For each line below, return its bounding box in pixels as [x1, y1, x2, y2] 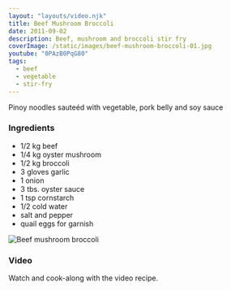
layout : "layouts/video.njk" [8, 11, 107, 20]
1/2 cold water [19, 201, 68, 211]
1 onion [19, 176, 45, 185]
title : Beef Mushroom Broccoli [8, 20, 114, 28]
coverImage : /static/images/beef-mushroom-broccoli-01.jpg [8, 42, 212, 50]
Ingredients [8, 123, 55, 134]
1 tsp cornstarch [19, 193, 75, 202]
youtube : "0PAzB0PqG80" [8, 50, 89, 58]
